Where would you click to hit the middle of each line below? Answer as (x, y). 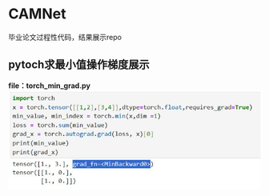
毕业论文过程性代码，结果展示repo (65, 37)
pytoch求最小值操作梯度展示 (79, 65)
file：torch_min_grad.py (49, 86)
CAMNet (37, 14)
